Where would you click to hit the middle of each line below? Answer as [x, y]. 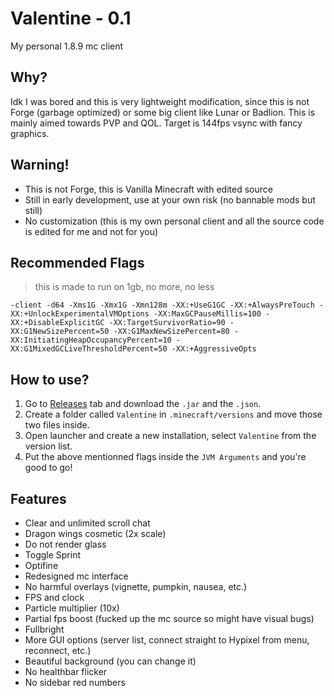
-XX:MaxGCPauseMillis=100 [207, 314]
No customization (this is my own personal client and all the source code [174, 221]
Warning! [40, 165]
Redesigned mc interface [76, 576]
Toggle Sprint [53, 555]
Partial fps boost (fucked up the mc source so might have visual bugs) [169, 618]
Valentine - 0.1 [71, 18]
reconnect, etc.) [58, 650]
